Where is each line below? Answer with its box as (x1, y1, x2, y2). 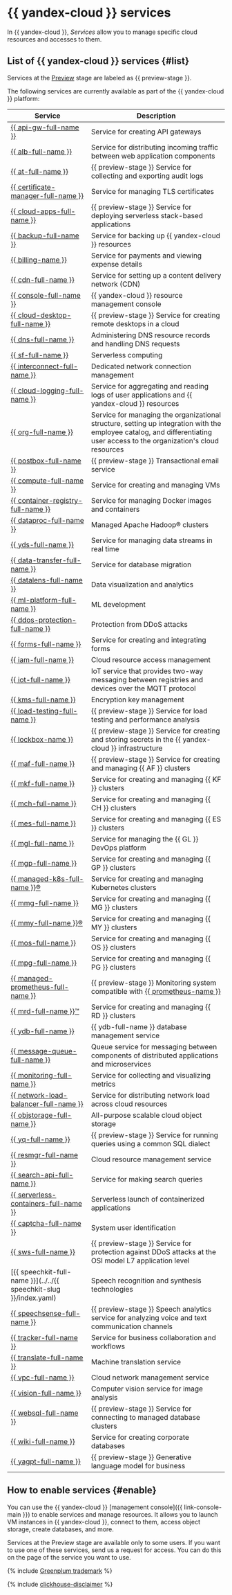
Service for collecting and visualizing (90, 1070, 211, 1080)
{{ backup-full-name (10, 231, 79, 240)
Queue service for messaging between (90, 1042, 217, 1051)
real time (90, 544, 119, 553)
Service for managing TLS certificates (90, 186, 214, 196)
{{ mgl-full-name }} (10, 838, 75, 848)
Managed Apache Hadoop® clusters (90, 519, 209, 529)
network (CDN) (90, 279, 141, 289)
